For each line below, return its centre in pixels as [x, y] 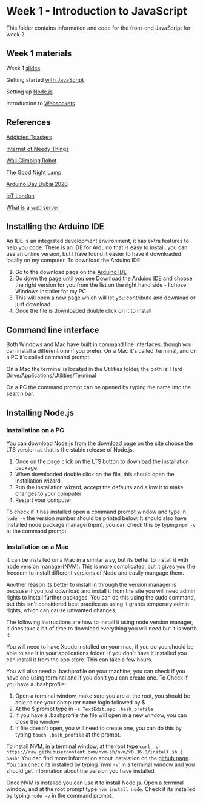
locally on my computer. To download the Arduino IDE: [74, 260]
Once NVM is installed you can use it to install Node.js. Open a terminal [95, 783]
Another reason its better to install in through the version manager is [92, 585]
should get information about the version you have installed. [81, 771]
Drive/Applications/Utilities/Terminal [51, 376]
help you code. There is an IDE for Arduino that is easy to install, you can [97, 247]
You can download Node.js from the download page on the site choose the [100, 443]
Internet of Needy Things [38, 149]
